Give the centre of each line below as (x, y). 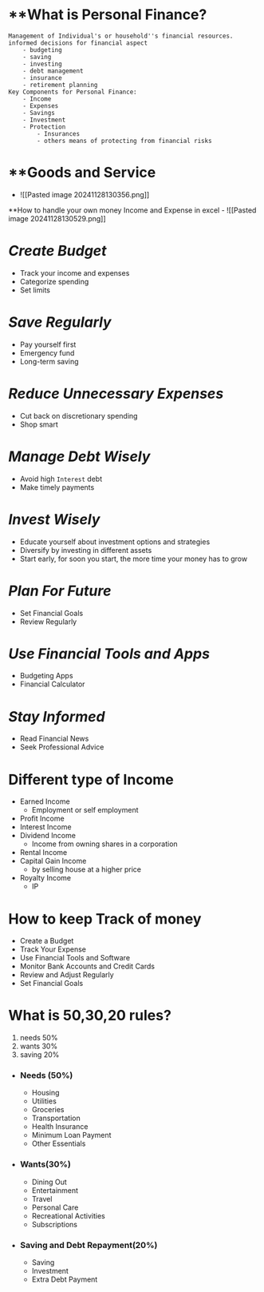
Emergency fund (47, 352)
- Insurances (59, 133)
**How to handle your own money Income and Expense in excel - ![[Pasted (132, 210)
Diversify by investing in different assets (86, 550)
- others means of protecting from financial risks (125, 141)
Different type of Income (91, 779)
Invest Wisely (54, 519)
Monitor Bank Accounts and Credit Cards (87, 966)
